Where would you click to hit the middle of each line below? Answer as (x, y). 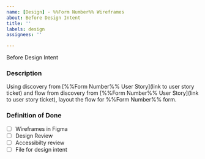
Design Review (34, 136)
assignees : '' (24, 35)
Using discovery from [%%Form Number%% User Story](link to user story (100, 87)
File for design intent (41, 149)
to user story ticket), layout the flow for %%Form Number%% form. (91, 100)
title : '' (19, 23)
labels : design (26, 29)
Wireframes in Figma (42, 128)
